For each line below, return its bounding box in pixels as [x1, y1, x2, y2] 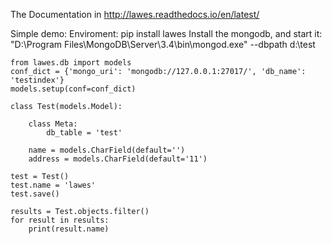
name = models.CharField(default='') [28, 145, 186, 155]
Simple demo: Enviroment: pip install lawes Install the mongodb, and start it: [10, 28, 323, 39]
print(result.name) [28, 224, 110, 234]
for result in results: [10, 215, 110, 225]
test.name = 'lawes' [10, 180, 97, 190]
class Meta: [28, 119, 78, 129]
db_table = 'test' [46, 128, 123, 138]
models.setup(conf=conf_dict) [10, 84, 137, 94]
